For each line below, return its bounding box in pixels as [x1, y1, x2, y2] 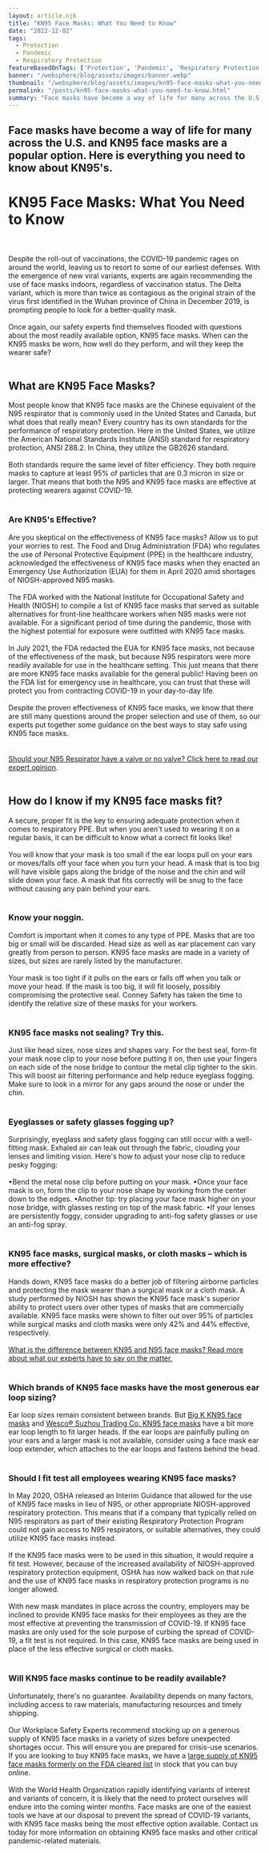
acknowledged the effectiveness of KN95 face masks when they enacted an [8, 558, 260, 568]
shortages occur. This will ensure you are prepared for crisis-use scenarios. [8, 1742, 259, 1752]
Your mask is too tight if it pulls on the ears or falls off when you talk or [8, 973, 242, 982]
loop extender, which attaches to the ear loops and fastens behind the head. [8, 1444, 260, 1454]
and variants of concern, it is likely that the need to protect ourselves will [8, 1793, 248, 1802]
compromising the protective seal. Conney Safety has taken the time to [8, 989, 243, 999]
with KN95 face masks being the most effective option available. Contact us [8, 1819, 259, 1828]
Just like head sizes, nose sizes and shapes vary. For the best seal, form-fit [8, 1046, 258, 1055]
